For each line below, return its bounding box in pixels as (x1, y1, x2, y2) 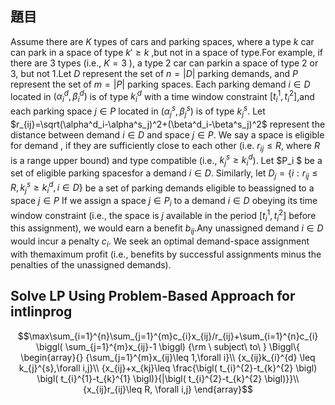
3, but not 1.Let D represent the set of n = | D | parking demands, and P (10, 67, 298, 79)
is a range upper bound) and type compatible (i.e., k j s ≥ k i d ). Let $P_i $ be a (10, 152, 323, 168)
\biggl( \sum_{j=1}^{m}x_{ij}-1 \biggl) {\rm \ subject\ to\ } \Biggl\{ (36, 340, 300, 352)
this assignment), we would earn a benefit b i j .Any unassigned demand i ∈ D (10, 222, 324, 237)
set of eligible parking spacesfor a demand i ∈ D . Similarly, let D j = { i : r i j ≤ (10, 167, 318, 181)
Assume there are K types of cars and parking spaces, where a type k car (10, 35, 315, 47)
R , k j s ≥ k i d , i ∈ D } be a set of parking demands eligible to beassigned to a (10, 180, 315, 196)
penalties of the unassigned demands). (10, 259, 172, 271)
